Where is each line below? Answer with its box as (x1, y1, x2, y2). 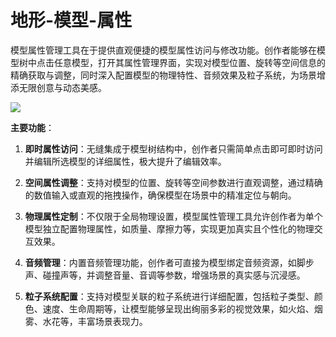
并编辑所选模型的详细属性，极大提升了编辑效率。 (24, 155, 227, 167)
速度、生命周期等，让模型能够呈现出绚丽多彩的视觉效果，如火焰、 (42, 302, 315, 315)
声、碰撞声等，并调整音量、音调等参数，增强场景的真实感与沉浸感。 (24, 269, 306, 281)
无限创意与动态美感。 (18, 81, 107, 93)
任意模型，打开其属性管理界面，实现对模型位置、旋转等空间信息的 (53, 56, 326, 68)
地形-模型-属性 (10, 9, 133, 32)
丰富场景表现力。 (77, 315, 148, 327)
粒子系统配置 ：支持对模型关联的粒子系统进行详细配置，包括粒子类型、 (24, 290, 315, 302)
